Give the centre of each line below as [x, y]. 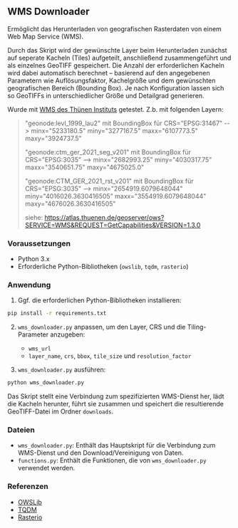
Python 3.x [33, 259]
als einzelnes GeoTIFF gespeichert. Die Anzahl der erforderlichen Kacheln [116, 65]
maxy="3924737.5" [53, 138]
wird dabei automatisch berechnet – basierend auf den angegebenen [109, 73]
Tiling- [197, 327]
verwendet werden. [46, 468]
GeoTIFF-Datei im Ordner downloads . [61, 411]
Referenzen [28, 487]
